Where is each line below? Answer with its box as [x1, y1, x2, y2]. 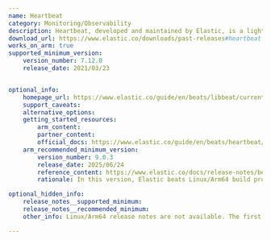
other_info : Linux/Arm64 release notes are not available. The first [23, 213, 262, 221]
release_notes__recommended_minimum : [23, 205, 150, 213]
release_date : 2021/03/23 [23, 64, 110, 72]
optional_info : [8, 85, 60, 93]
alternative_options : [23, 108, 95, 117]
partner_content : [37, 130, 95, 139]
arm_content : [37, 123, 81, 131]
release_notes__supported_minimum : [23, 198, 143, 206]
